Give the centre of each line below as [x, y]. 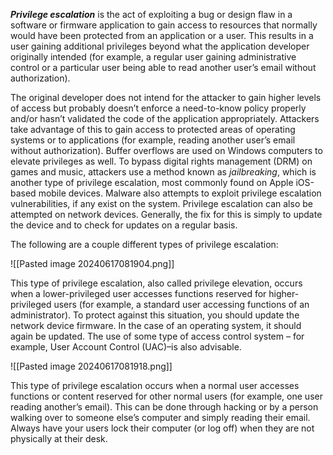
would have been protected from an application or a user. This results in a [162, 35]
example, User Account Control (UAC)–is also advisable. [126, 347]
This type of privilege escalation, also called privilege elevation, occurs [156, 283]
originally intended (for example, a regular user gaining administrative [153, 57]
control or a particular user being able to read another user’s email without [163, 67]
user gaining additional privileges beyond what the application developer [160, 46]
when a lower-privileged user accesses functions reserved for [138, 293]
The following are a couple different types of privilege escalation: [144, 244]
